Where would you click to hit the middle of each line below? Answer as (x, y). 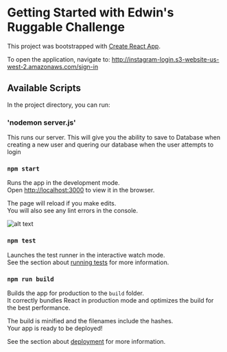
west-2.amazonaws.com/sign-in (52, 66)
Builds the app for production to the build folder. (76, 293)
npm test (22, 241)
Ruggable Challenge (66, 27)
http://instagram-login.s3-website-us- (165, 59)
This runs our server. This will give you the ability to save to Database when (114, 138)
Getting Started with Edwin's (91, 13)
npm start (23, 168)
